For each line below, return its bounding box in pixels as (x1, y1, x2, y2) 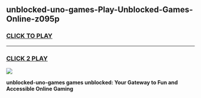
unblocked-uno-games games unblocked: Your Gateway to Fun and (6, 78, 178, 86)
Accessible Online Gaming (6, 85, 74, 92)
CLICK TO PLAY (6, 32, 53, 40)
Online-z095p (6, 14, 60, 24)
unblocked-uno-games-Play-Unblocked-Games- (6, 5, 193, 15)
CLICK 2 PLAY (6, 54, 48, 62)
